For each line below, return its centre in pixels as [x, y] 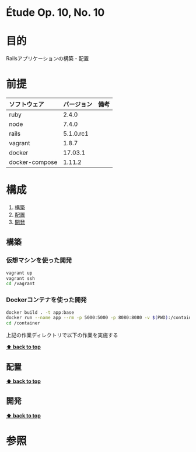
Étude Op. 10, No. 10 [55, 13]
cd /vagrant [20, 284]
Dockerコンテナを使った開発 [46, 300]
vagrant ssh [20, 278]
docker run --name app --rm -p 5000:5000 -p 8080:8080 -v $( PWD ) [87, 318]
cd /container [23, 323]
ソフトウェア [27, 104]
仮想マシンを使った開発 [39, 261]
